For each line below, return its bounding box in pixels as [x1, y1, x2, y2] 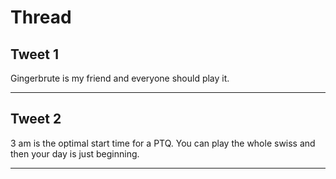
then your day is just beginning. [10, 147, 140, 160]
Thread [10, 6, 72, 29]
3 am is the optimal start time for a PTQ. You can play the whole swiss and [10, 137, 316, 149]
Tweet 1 [10, 46, 60, 63]
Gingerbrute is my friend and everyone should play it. [10, 72, 230, 84]
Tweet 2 [10, 111, 62, 128]
